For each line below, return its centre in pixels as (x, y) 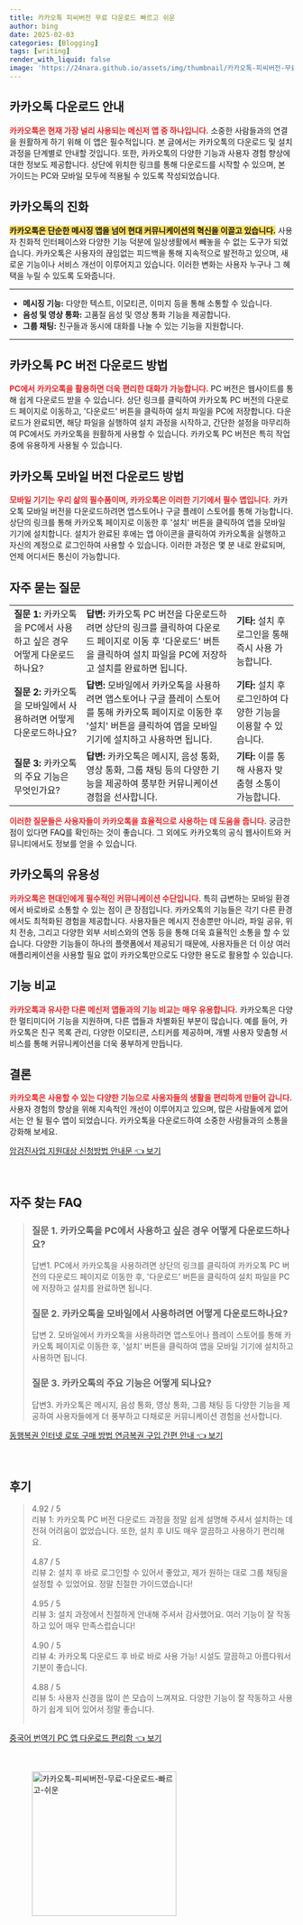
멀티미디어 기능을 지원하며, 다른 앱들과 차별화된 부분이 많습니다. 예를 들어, (148, 1021)
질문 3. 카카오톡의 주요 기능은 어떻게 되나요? (121, 1383)
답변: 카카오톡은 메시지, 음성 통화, (153, 756)
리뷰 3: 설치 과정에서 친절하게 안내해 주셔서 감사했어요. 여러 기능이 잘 (153, 1614)
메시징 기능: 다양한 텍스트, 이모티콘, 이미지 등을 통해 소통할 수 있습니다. (147, 303)
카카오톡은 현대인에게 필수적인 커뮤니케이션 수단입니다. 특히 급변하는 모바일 (141, 898)
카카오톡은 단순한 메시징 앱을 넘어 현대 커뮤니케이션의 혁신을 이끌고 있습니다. (143, 230)
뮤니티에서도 (32, 843)
